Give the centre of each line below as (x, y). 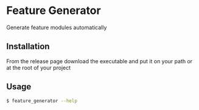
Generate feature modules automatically (57, 27)
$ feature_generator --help (42, 101)
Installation (28, 46)
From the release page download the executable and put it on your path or (100, 61)
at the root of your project (39, 67)
